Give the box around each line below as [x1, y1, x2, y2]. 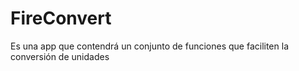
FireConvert [10, 7, 112, 30]
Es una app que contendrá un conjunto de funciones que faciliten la [10, 40, 289, 52]
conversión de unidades [10, 50, 110, 62]
